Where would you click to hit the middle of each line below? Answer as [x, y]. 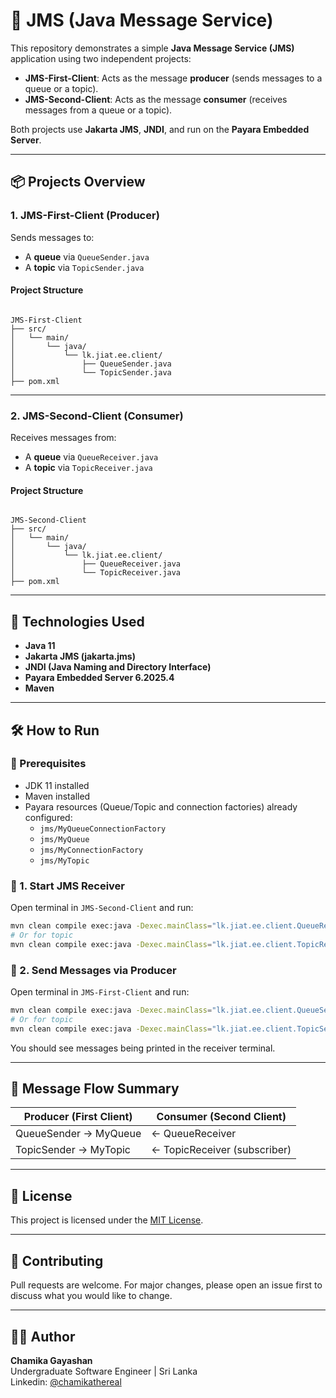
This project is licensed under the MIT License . [107, 1220]
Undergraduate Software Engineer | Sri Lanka [104, 1371]
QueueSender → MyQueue [78, 1134]
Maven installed [57, 796]
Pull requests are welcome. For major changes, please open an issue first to [166, 1285]
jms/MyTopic [64, 860]
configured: [48, 817]
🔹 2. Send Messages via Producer [93, 970]
